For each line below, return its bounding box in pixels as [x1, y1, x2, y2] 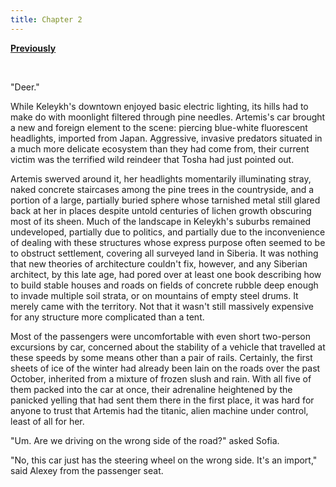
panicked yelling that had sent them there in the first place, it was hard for [10, 394, 315, 406]
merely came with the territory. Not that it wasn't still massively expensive [10, 300, 315, 312]
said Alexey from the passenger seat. [10, 464, 164, 476]
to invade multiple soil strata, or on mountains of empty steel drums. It [10, 289, 299, 301]
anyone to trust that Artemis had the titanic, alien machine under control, [10, 404, 309, 416]
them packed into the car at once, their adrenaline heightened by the [10, 383, 293, 395]
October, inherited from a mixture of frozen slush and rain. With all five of [10, 372, 312, 385]
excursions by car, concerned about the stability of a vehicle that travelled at [10, 341, 326, 353]
